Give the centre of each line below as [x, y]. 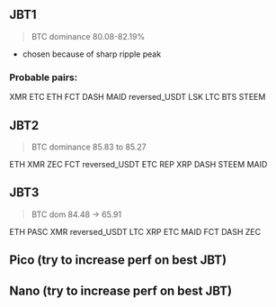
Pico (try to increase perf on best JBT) [118, 260]
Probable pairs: [44, 77]
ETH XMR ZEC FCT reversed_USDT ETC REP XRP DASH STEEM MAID [138, 164]
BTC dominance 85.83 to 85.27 [89, 147]
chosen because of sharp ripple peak [92, 54]
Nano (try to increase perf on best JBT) [120, 290]
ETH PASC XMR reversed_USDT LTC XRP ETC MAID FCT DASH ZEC [135, 231]
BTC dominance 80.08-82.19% [88, 36]
